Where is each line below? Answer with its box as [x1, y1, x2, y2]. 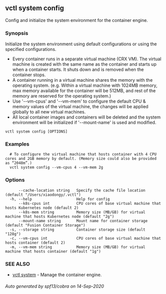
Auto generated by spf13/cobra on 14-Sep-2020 [5, 283, 104, 289]
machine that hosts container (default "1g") [5, 249, 101, 254]
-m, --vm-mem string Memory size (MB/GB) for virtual [9, 244, 146, 250]
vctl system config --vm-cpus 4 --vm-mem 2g [9, 165, 103, 170]
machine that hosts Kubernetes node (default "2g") [5, 214, 114, 219]
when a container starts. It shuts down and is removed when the [12, 67, 144, 73]
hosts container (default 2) [5, 240, 66, 245]
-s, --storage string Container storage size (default [9, 227, 146, 232]
